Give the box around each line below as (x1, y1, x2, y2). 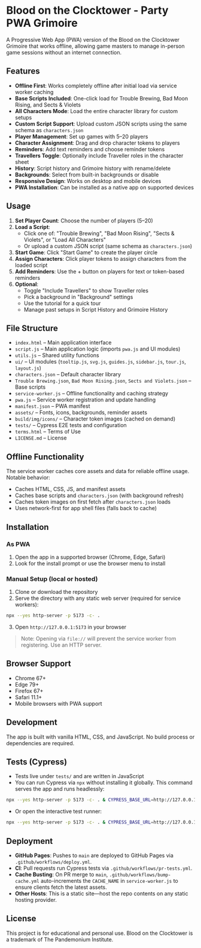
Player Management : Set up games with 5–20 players (14, 133, 148, 140)
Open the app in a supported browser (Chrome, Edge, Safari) (14, 553, 166, 560)
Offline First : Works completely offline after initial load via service (14, 82, 178, 89)
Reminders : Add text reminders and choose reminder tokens (14, 145, 165, 153)
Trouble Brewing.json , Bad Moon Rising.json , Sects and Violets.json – (14, 377, 191, 385)
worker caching (14, 88, 54, 96)
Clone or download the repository (14, 589, 98, 596)
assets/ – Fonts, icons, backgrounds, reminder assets (14, 409, 148, 416)
